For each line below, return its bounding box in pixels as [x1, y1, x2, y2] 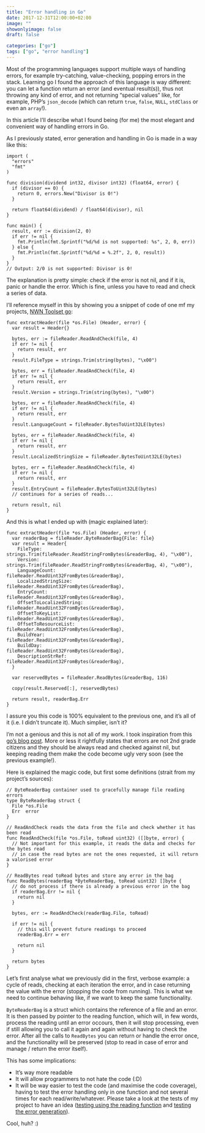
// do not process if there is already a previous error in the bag [12, 883, 190, 889]
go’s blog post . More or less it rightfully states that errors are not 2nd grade [6, 737, 196, 745]
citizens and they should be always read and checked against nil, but [6, 743, 181, 751]
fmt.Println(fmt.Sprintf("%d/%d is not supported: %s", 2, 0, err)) [17, 238, 196, 245]
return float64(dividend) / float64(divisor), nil [12, 207, 144, 213]
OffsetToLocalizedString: [17, 599, 84, 605]
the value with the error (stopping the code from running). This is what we [6, 987, 193, 995]
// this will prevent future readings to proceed [17, 926, 147, 932]
